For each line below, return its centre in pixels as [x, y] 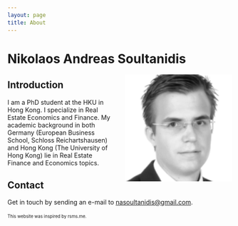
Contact [26, 185]
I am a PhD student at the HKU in [56, 102]
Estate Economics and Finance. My [59, 117]
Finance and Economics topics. [53, 163]
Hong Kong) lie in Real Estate [50, 155]
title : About [27, 22]
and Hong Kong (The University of [58, 148]
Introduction [36, 85]
